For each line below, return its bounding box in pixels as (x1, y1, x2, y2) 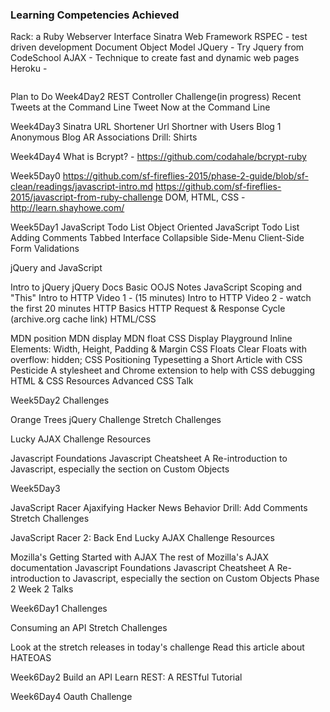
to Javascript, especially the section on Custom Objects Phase (62, 573, 320, 585)
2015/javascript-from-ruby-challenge (10, 191, 163, 203)
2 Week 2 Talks (10, 583, 74, 595)
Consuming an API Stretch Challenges (10, 622, 168, 634)
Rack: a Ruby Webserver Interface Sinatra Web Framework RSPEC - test (10, 31, 308, 43)
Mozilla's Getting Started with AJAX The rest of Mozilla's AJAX (10, 551, 270, 563)
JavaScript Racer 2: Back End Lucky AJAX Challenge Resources (10, 532, 275, 544)
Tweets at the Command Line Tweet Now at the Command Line (10, 101, 271, 113)
